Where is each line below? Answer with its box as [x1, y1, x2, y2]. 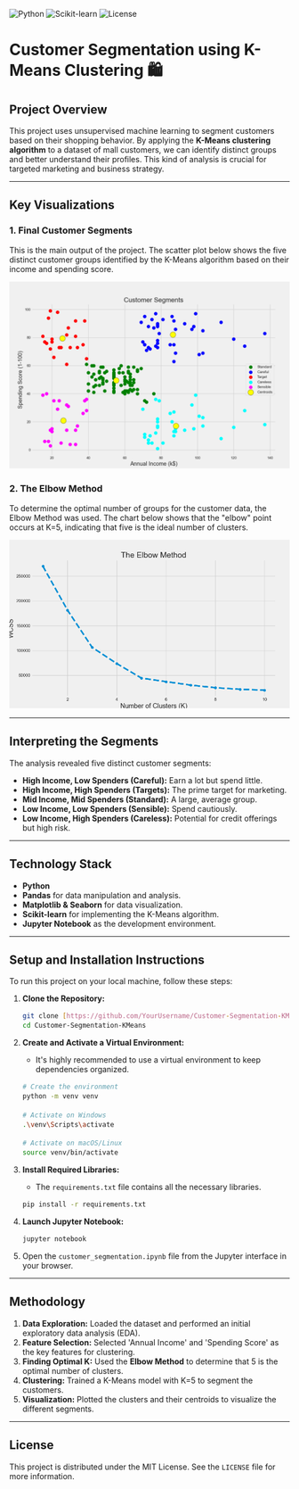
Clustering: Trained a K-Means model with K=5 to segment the [21, 1375, 254, 1386]
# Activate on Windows [21, 1111, 107, 1120]
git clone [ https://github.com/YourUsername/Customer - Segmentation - [21, 1012, 282, 1021]
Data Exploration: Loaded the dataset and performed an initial [21, 1318, 251, 1328]
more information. [9, 1470, 75, 1481]
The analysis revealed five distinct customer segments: [9, 757, 212, 768]
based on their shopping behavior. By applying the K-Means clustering [9, 135, 271, 145]
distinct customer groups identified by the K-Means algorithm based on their [9, 254, 289, 265]
